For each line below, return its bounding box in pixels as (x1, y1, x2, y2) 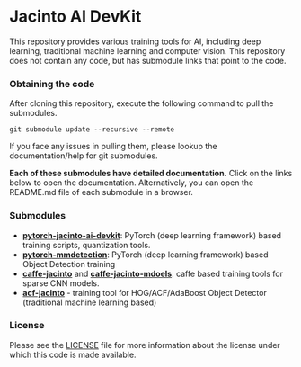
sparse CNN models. (22, 277, 100, 289)
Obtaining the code (9, 77, 95, 90)
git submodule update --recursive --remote (9, 125, 175, 134)
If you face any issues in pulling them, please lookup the (9, 141, 217, 152)
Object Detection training (22, 258, 116, 269)
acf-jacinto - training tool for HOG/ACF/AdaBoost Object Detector (22, 287, 267, 298)
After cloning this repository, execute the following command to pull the (9, 98, 274, 109)
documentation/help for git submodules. (9, 150, 159, 161)
